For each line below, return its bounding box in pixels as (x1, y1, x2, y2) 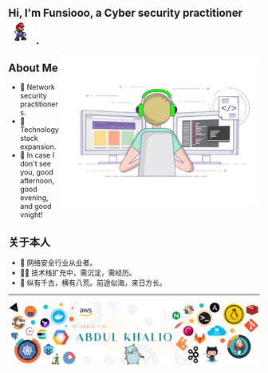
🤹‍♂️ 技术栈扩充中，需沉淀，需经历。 (19, 268, 137, 278)
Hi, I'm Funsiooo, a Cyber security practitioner (8, 6, 243, 20)
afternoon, (19, 176, 54, 186)
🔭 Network (19, 82, 56, 92)
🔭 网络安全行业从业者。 (19, 258, 97, 267)
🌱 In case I (19, 150, 55, 160)
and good (19, 202, 52, 211)
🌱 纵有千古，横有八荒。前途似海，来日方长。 (19, 278, 167, 287)
